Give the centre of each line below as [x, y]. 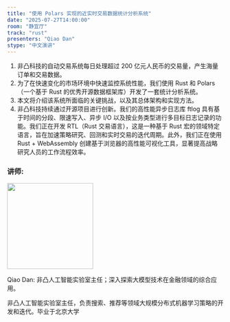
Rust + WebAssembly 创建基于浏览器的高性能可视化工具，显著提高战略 [117, 143]
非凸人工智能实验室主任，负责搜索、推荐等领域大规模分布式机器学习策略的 [112, 303]
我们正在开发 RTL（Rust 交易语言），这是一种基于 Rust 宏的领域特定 [125, 126]
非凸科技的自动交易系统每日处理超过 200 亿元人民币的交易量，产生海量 [117, 66]
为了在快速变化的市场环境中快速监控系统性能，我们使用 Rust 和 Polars [116, 83]
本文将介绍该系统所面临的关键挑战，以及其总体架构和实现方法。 [107, 100]
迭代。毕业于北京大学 [49, 312]
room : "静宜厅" [27, 26]
